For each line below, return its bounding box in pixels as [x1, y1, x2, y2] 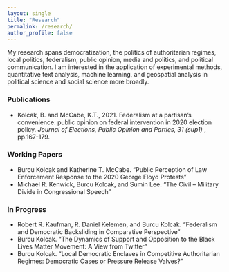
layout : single [7, 10, 51, 17]
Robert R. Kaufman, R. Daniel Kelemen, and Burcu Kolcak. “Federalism [17, 220, 218, 229]
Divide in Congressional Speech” [17, 187, 111, 195]
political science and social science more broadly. [7, 77, 149, 86]
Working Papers [7, 150, 63, 159]
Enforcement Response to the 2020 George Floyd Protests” [17, 173, 187, 181]
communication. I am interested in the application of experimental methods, [7, 63, 223, 71]
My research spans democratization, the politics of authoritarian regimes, [7, 48, 217, 57]
